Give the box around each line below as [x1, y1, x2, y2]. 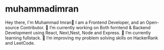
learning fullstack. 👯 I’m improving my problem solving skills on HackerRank [5, 35, 158, 41]
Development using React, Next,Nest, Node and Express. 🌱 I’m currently [5, 30, 151, 35]
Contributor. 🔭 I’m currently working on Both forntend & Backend [20, 24, 151, 30]
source [5, 24, 20, 30]
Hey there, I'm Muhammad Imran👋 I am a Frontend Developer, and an [5, 19, 145, 25]
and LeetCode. [5, 40, 35, 46]
